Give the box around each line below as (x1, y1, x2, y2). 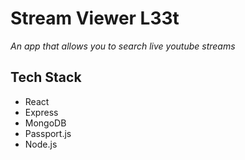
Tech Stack (10, 69, 82, 86)
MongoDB (24, 117, 67, 129)
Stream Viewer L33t (10, 7, 180, 30)
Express (24, 106, 59, 118)
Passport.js (24, 127, 72, 139)
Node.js (24, 138, 58, 150)
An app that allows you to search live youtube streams (10, 40, 236, 52)
